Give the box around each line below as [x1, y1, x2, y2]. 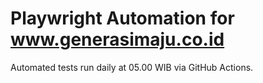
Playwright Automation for [10, 7, 235, 30]
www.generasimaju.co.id [10, 28, 225, 51]
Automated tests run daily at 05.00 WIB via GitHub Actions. [10, 61, 254, 73]
